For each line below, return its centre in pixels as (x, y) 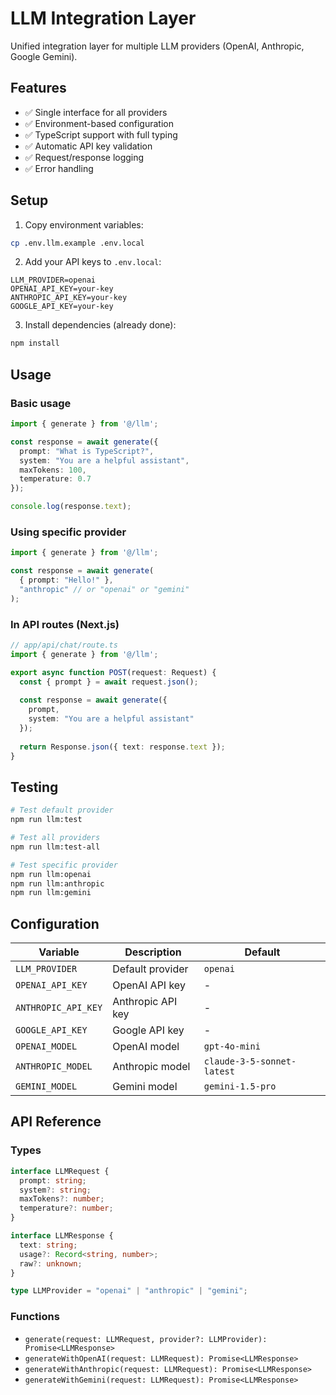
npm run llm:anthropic (57, 883)
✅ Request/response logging (84, 157)
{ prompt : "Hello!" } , (66, 580)
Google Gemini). (44, 56)
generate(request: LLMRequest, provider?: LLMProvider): (146, 1339)
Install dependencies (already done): (100, 325)
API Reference (56, 1122)
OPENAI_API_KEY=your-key (62, 289)
